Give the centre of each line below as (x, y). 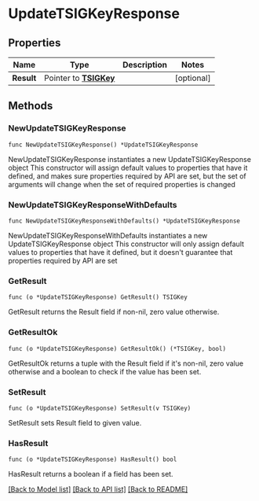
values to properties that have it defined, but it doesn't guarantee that (120, 252)
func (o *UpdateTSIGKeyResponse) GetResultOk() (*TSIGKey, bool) (117, 348)
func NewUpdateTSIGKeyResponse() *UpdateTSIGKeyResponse (103, 145)
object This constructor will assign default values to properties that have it (128, 168)
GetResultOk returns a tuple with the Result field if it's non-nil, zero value (126, 363)
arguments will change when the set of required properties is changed (122, 184)
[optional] (193, 78)
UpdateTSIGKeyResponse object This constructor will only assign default (126, 244)
